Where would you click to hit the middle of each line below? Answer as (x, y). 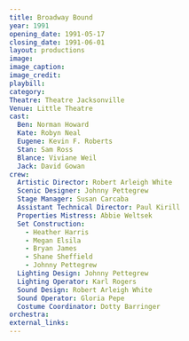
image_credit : (35, 75)
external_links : (39, 323)
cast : (19, 116)
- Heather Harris (57, 232)
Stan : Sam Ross (45, 149)
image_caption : (37, 67)
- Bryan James (51, 249)
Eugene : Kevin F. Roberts (65, 141)
